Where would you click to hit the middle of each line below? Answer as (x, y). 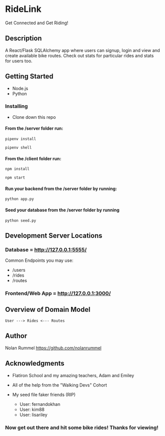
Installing (16, 106)
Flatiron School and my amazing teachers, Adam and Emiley (73, 375)
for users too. (19, 61)
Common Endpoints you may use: (39, 260)
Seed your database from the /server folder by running (62, 210)
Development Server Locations (54, 236)
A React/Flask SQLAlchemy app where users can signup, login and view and (82, 50)
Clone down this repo (34, 117)
